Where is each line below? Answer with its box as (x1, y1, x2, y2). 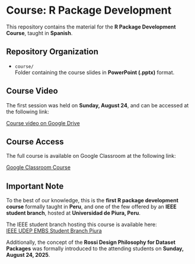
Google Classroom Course (6, 164, 71, 171)
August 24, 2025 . (6, 252, 50, 259)
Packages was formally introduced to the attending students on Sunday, (6, 245, 184, 252)
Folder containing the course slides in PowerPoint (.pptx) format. (14, 69, 175, 76)
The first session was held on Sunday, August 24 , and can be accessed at (6, 101, 189, 109)
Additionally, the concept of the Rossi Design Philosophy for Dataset (6, 238, 176, 246)
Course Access (6, 136, 64, 147)
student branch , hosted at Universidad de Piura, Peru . (6, 209, 141, 217)
